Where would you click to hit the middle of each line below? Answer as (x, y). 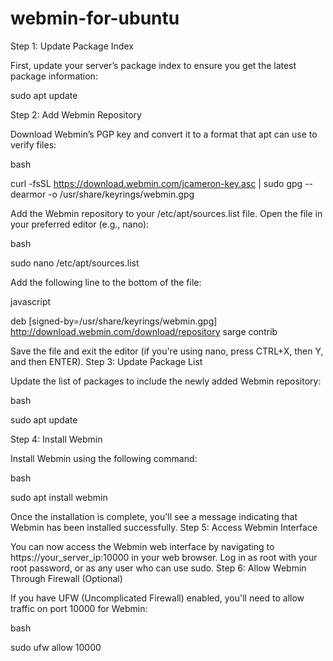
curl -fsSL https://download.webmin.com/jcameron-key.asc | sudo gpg (156, 183)
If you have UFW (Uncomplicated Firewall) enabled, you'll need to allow (157, 598)
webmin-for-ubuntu (95, 18)
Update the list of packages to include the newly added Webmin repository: (166, 381)
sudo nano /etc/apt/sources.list (75, 263)
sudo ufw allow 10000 (56, 647)
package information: (54, 76)
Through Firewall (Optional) (66, 578)
